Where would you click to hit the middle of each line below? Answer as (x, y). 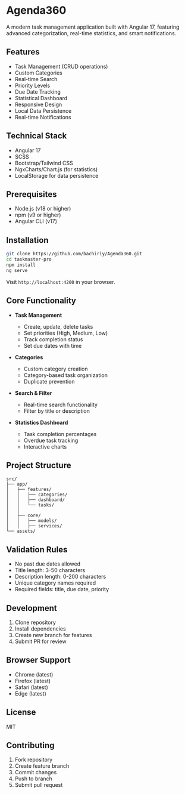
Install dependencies (40, 628)
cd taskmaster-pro (29, 259)
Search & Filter (33, 393)
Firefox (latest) (33, 681)
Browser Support (39, 660)
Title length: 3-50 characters (50, 570)
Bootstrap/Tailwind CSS (44, 163)
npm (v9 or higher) (38, 215)
